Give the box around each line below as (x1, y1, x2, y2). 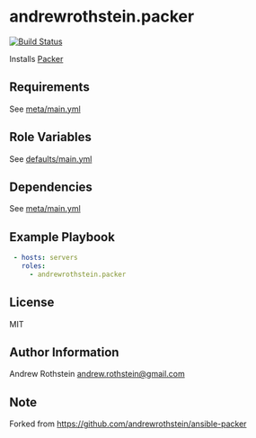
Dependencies (9, 179, 93, 194)
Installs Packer (9, 53, 64, 64)
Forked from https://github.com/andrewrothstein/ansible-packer (9, 418, 247, 429)
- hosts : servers (13, 254, 78, 263)
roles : (21, 262, 47, 271)
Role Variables (9, 130, 92, 145)
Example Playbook (9, 229, 115, 245)
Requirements (9, 79, 90, 95)
